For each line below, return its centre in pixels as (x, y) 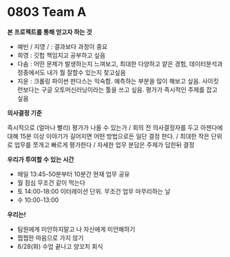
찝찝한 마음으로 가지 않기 (50, 238)
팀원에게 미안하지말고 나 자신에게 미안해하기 (76, 229)
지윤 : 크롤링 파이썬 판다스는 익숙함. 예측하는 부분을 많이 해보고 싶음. (109, 81)
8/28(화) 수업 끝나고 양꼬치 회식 (60, 246)
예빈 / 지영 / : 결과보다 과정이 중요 (62, 46)
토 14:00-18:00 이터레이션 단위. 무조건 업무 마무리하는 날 (94, 191)
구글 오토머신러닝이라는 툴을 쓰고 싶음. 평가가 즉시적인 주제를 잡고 (129, 90)
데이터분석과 (206, 63)
